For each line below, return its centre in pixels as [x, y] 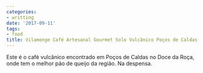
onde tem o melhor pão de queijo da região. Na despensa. [79, 63]
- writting [20, 17]
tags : [13, 29]
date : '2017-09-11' [31, 23]
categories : [21, 12]
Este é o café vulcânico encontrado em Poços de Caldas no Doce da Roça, [100, 57]
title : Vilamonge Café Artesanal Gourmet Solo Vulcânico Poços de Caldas [102, 40]
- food [15, 34]
